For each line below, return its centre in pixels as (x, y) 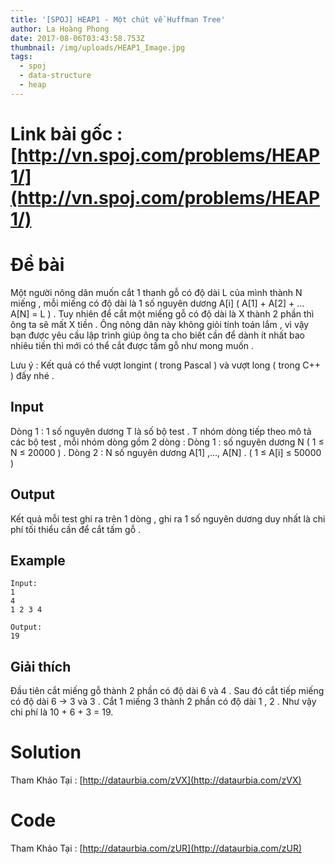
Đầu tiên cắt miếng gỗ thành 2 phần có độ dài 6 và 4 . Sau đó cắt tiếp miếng (167, 691)
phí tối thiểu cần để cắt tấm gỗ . (76, 529)
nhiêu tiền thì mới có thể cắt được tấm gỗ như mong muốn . (132, 345)
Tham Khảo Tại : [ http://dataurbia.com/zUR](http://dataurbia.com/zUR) (156, 848)
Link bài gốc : (66, 133)
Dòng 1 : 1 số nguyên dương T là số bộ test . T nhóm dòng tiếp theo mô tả (161, 431)
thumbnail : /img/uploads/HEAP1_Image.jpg (98, 47)
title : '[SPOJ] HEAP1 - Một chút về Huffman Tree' (118, 19)
